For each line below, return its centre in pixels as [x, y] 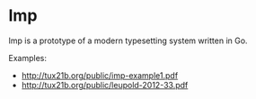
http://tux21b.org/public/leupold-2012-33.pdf [105, 85]
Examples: [27, 58]
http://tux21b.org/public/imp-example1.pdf [100, 75]
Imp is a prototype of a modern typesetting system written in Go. [128, 40]
